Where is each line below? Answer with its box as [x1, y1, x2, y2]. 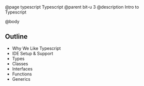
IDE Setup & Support [12, 50, 53, 56]
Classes [12, 60, 28, 67]
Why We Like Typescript [12, 45, 61, 51]
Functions [12, 71, 32, 77]
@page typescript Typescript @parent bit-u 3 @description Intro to [5, 4, 139, 10]
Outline [5, 32, 28, 41]
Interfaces [12, 66, 33, 72]
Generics [12, 76, 31, 82]
